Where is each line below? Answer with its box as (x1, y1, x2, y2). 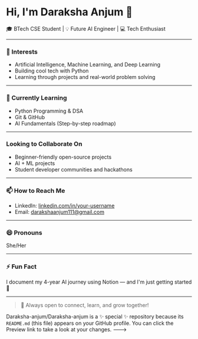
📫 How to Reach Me (6, 186, 65, 195)
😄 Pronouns (6, 229, 42, 237)
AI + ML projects (14, 159, 55, 167)
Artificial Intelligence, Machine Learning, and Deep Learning (14, 61, 161, 68)
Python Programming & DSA (14, 107, 84, 114)
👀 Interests (6, 47, 38, 55)
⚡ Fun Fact (6, 262, 37, 271)
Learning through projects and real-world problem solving (14, 74, 156, 81)
